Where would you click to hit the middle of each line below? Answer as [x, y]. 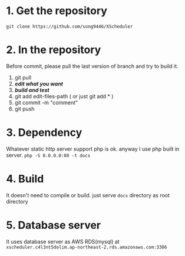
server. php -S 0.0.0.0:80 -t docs [48, 155]
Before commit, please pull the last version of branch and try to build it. [92, 66]
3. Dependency [44, 133]
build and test [32, 90]
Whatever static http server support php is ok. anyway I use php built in [93, 149]
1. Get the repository [57, 11]
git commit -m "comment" [46, 102]
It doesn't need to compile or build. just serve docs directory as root [88, 195]
